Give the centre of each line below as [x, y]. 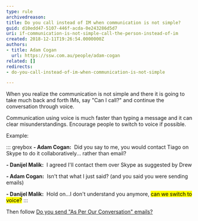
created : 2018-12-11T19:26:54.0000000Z [55, 39]
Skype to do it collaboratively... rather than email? [66, 154]
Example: [17, 136]
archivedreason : [26, 17]
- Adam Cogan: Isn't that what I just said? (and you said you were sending [97, 176]
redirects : [20, 66]
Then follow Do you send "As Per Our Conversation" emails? [79, 212]
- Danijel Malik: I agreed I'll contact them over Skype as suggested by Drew [99, 165]
